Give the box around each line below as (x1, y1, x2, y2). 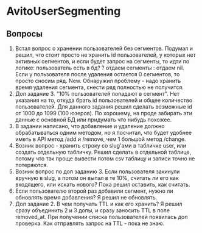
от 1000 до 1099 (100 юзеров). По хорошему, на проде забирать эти (15, 110, 193, 116)
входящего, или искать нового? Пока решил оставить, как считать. (15, 181, 190, 188)
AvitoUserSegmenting (6, 4, 121, 18)
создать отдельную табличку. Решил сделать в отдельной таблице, (15, 148, 192, 156)
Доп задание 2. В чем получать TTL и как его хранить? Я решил (15, 200, 183, 207)
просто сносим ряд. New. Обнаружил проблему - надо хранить (15, 77, 181, 84)
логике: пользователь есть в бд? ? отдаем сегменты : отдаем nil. (15, 64, 184, 71)
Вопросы (6, 29, 43, 39)
